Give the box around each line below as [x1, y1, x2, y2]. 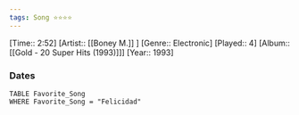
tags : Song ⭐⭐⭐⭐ [9, 12, 73, 22]
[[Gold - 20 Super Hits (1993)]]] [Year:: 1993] [9, 46, 174, 58]
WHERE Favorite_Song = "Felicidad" [9, 97, 142, 106]
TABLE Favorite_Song [9, 89, 87, 98]
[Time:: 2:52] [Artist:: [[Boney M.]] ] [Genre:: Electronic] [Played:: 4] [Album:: [9, 37, 290, 48]
